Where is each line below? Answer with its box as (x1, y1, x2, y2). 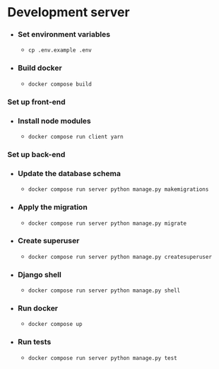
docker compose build (28, 81, 92, 88)
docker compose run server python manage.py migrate (28, 220, 187, 227)
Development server (7, 4, 130, 20)
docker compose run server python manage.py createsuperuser (28, 253, 212, 260)
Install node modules (17, 116, 91, 126)
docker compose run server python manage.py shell (28, 287, 181, 294)
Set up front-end (7, 97, 66, 107)
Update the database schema (17, 168, 122, 178)
